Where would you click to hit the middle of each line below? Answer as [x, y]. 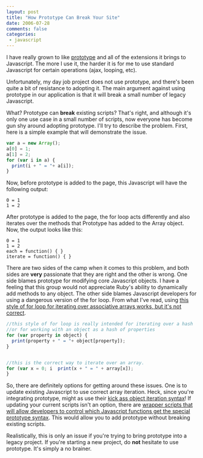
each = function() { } [35, 252]
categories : [21, 34]
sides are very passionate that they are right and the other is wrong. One [97, 274]
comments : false [27, 29]
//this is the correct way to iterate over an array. [76, 363]
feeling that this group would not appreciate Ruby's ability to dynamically [97, 287]
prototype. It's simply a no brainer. [49, 449]
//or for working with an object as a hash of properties [81, 330]
